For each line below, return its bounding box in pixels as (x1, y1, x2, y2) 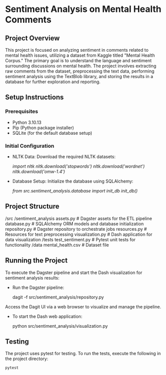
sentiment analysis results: (5, 275, 59, 281)
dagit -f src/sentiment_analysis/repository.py (12, 294, 104, 300)
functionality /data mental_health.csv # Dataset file (5, 242, 109, 248)
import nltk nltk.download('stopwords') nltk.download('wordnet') (12, 163, 145, 169)
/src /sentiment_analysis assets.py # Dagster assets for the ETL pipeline (5, 215, 152, 221)
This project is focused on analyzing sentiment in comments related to (5, 47, 149, 53)
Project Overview (5, 34, 60, 42)
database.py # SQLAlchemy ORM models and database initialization (5, 220, 144, 227)
